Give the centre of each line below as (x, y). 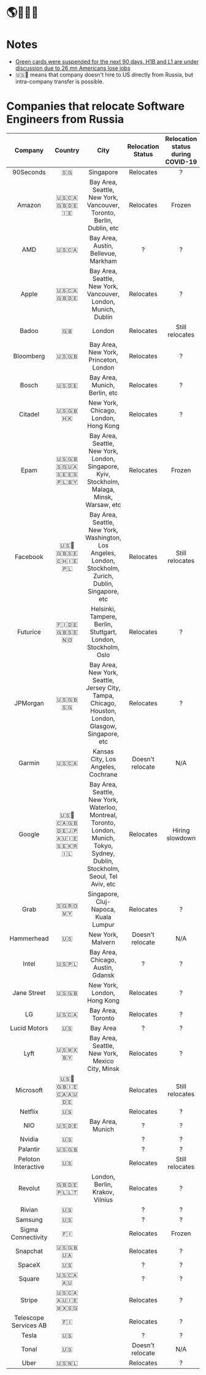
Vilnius (103, 1200)
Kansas (104, 752)
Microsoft (29, 1091)
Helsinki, (103, 609)
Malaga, (103, 490)
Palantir (29, 1149)
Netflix (29, 1112)
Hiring (181, 831)
